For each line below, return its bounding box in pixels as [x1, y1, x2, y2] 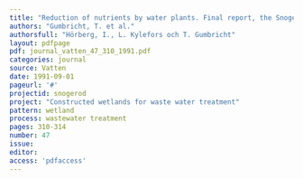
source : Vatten [9, 64, 67, 73]
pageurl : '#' [9, 80, 59, 89]
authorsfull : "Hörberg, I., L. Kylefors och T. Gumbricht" [9, 30, 236, 39]
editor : [9, 147, 39, 156]
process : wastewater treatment [9, 114, 127, 123]
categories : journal [9, 55, 87, 64]
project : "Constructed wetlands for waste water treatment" [9, 97, 241, 107]
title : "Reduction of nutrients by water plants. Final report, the [9, 13, 272, 23]
